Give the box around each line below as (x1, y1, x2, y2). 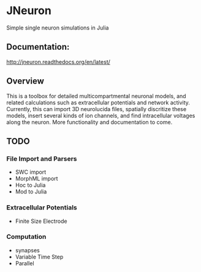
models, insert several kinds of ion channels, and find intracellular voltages (6, 112, 195, 119)
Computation (6, 233, 47, 241)
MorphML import (15, 175, 58, 182)
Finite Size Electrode (15, 217, 67, 225)
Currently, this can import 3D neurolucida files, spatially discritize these (6, 105, 187, 112)
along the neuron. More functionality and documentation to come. (6, 118, 173, 126)
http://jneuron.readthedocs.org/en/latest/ (6, 58, 110, 65)
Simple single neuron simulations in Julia (6, 24, 109, 31)
